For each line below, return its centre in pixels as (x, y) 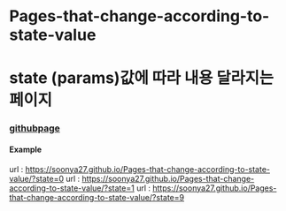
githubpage (35, 128)
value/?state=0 (37, 178)
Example (26, 149)
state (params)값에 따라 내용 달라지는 (142, 78)
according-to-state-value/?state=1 (72, 188)
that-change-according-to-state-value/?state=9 (97, 197)
